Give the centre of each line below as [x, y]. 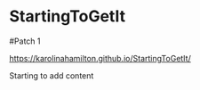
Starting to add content [52, 75]
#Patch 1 [25, 41]
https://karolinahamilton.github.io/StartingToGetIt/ [100, 58]
